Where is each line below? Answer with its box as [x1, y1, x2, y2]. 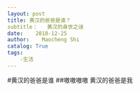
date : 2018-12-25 [7, 29, 68, 37]
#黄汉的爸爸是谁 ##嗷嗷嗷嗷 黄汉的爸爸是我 [7, 76, 133, 84]
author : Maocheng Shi [7, 36, 80, 43]
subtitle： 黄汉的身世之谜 [7, 23, 84, 30]
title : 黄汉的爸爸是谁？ [7, 17, 71, 24]
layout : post [7, 10, 45, 17]
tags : [7, 50, 23, 57]
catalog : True [7, 43, 49, 50]
